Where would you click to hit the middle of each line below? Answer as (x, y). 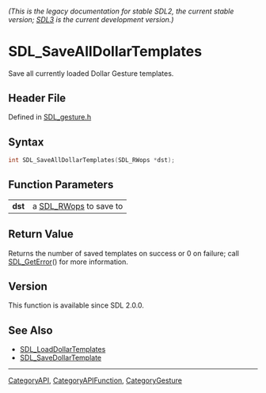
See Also (30, 330)
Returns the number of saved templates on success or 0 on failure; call (124, 253)
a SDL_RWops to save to (78, 206)
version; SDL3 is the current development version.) (91, 19)
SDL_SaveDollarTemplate (60, 358)
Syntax (26, 142)
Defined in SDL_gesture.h (50, 117)
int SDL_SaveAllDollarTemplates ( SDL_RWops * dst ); (92, 161)
